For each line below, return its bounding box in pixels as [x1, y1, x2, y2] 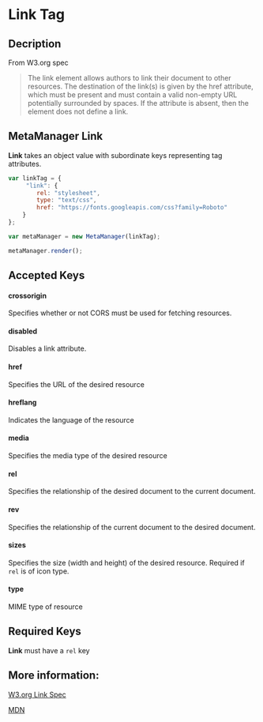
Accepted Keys [8, 269, 85, 282]
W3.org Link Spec [8, 690, 67, 699]
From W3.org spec [8, 58, 69, 67]
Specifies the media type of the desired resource [8, 451, 167, 461]
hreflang [8, 397, 37, 408]
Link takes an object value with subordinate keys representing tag [8, 150, 223, 160]
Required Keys [8, 625, 81, 638]
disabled [8, 326, 38, 336]
